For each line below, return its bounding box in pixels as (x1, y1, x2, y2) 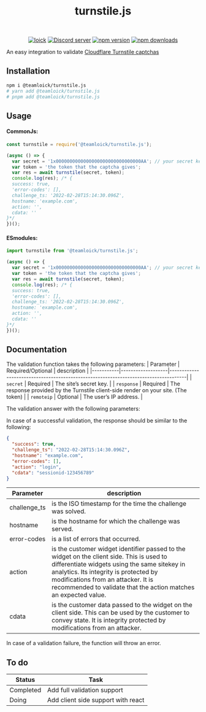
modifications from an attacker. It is (51, 575, 154, 584)
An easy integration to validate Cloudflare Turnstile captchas (6, 48, 159, 55)
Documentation (6, 344, 67, 355)
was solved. (51, 507, 86, 516)
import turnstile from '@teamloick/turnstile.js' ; (6, 248, 139, 254)
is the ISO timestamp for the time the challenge (51, 500, 187, 508)
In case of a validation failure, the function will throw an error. (6, 640, 161, 647)
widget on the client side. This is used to (51, 552, 167, 561)
